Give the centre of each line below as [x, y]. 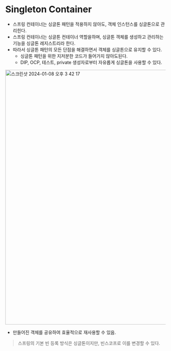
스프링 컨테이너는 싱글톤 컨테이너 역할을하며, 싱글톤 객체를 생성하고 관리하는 [88, 37]
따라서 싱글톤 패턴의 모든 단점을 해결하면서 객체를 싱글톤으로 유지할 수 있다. [87, 49]
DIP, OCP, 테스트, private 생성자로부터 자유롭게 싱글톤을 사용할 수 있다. [91, 62]
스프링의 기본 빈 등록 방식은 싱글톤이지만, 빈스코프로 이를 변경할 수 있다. [89, 343]
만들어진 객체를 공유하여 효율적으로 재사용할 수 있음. [64, 332]
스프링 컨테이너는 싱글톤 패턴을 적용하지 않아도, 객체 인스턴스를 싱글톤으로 [86, 24]
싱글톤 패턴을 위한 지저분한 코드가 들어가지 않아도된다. [74, 56]
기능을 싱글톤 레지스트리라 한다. [44, 43]
